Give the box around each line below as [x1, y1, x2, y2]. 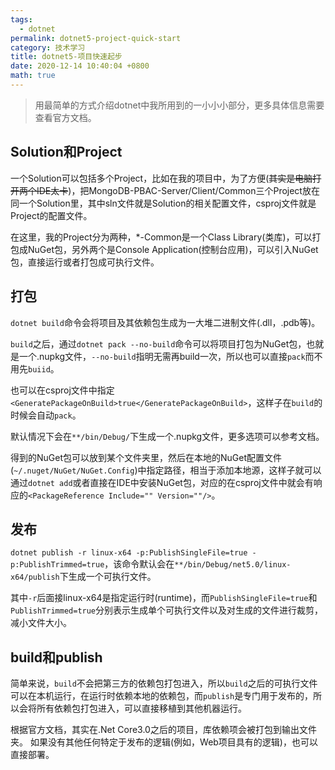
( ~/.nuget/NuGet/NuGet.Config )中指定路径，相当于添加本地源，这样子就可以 [10, 464, 322, 476]
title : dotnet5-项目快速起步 [10, 52, 123, 62]
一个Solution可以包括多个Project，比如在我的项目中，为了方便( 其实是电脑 [10, 172, 313, 184]
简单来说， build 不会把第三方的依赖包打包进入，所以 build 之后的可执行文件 [10, 677, 318, 690]
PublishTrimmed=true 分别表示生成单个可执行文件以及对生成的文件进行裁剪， [10, 604, 324, 616]
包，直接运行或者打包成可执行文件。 [10, 256, 160, 268]
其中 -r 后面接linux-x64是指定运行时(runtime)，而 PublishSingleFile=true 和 [10, 592, 318, 604]
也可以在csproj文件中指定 [10, 384, 115, 396]
